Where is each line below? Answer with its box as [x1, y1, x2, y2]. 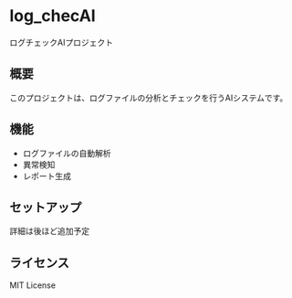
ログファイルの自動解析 [22, 147, 111, 158]
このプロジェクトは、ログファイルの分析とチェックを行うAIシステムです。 [9, 92, 288, 103]
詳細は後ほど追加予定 [9, 226, 89, 237]
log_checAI [9, 5, 96, 27]
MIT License [9, 280, 57, 291]
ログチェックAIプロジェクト [9, 37, 114, 48]
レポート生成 [22, 170, 71, 181]
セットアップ [9, 199, 82, 215]
